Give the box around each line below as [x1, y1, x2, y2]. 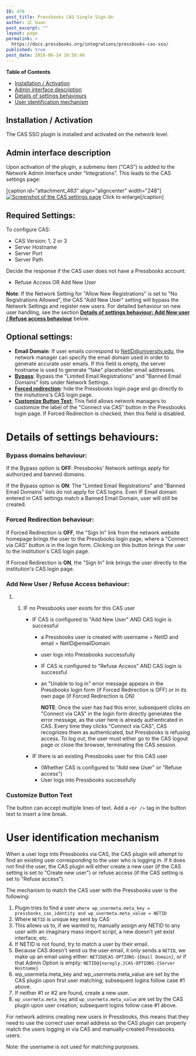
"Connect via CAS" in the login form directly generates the [40, 710, 182, 717]
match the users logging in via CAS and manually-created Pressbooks [6, 1026, 174, 1033]
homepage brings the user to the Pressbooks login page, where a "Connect [6, 535, 188, 542]
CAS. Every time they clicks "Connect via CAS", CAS [40, 722, 167, 729]
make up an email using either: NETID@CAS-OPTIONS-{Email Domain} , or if [14, 953, 187, 960]
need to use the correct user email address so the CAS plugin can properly [6, 1020, 187, 1027]
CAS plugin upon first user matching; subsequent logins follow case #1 [14, 977, 185, 984]
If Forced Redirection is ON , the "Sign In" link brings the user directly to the [6, 559, 187, 566]
